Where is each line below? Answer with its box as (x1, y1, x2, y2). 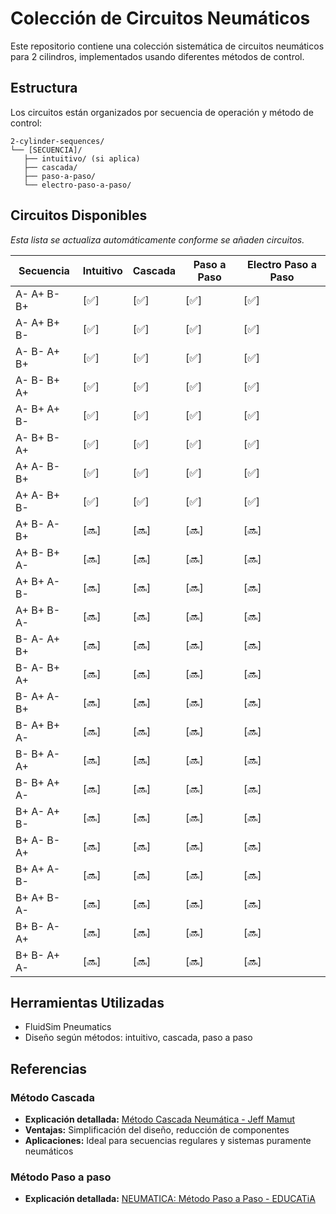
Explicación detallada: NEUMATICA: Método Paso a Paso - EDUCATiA (24, 1193, 316, 1205)
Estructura (10, 80, 78, 97)
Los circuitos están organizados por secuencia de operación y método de (10, 106, 314, 118)
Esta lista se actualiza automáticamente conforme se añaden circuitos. (10, 233, 305, 246)
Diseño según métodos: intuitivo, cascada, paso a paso (24, 1032, 253, 1044)
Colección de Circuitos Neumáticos (10, 7, 311, 30)
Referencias (10, 1060, 88, 1077)
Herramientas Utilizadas (10, 994, 165, 1011)
